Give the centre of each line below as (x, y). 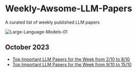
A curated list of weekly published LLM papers (52, 22)
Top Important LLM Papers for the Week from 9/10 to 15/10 (72, 64)
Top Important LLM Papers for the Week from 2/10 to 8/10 (71, 59)
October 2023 (27, 47)
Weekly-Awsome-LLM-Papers (69, 9)
